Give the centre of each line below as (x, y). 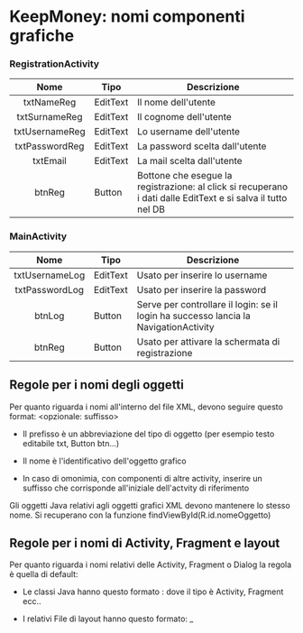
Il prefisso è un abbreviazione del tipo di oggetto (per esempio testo (148, 434)
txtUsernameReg (50, 132)
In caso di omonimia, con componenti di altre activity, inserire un (142, 478)
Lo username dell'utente (188, 132)
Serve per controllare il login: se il (207, 304)
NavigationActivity (175, 326)
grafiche (42, 36)
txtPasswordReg (50, 146)
